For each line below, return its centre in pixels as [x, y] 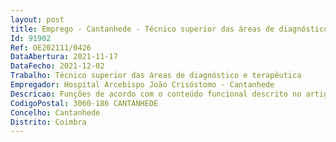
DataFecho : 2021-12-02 [57, 66]
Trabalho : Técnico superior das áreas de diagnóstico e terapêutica [156, 76]
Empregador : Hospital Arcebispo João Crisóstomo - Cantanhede [142, 85]
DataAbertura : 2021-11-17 [64, 57]
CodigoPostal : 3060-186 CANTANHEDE [84, 103]
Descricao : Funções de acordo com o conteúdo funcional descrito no [156, 94]
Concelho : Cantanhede [55, 112]
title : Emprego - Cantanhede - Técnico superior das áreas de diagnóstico [169, 29]
